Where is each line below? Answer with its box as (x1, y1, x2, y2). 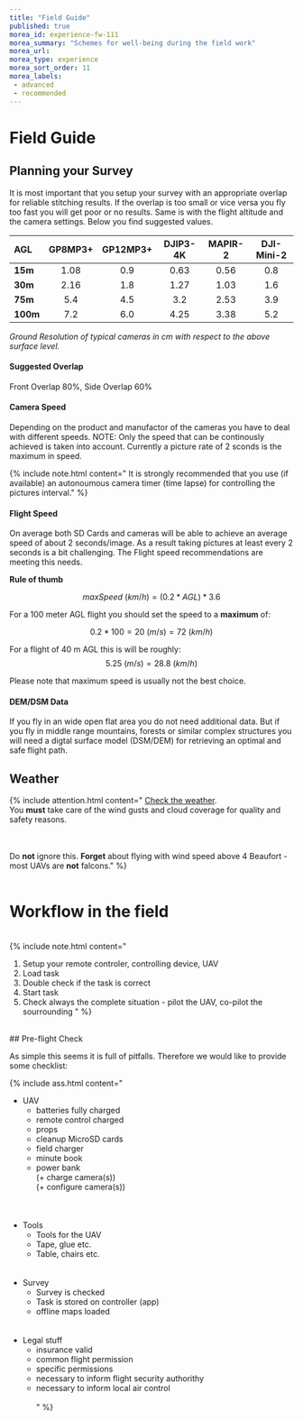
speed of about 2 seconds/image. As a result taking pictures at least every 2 (9, 537, 293, 548)
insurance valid (35, 1344, 93, 1355)
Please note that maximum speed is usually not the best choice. (9, 675, 246, 686)
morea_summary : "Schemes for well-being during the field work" (9, 38, 256, 48)
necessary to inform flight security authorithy (35, 1373, 205, 1384)
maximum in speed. (9, 450, 83, 461)
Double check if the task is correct (22, 977, 151, 988)
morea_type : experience (9, 55, 99, 64)
